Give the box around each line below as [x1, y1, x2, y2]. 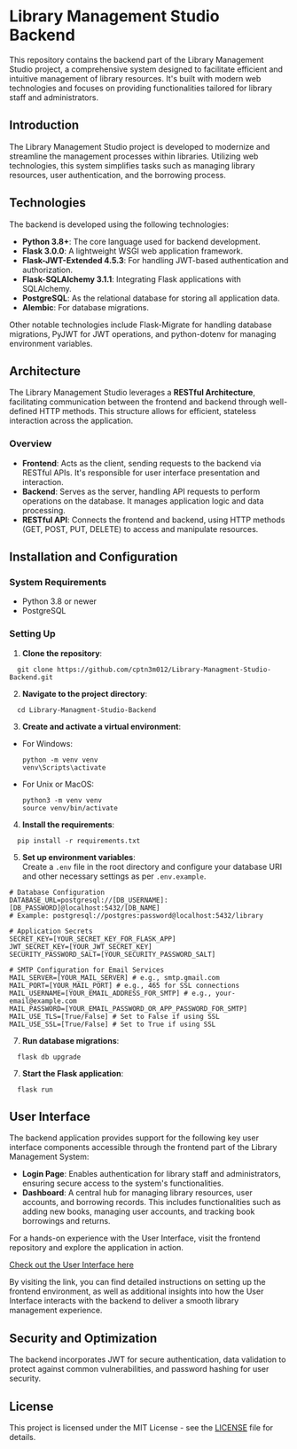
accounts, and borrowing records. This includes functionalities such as [21, 1197, 281, 1208]
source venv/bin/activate [21, 803, 118, 812]
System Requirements [9, 576, 107, 588]
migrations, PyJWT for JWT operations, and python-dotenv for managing [9, 328, 277, 339]
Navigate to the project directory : [21, 688, 148, 699]
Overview [9, 437, 52, 450]
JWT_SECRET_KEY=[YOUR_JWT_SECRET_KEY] [9, 942, 152, 951]
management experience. [9, 1305, 103, 1316]
